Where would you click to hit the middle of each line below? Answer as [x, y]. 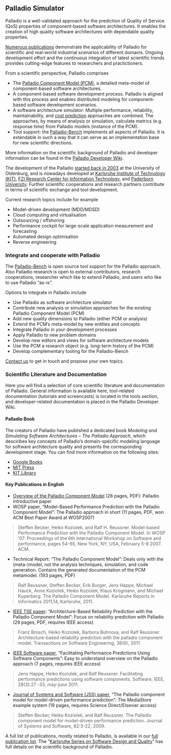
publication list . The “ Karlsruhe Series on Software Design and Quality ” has [84, 741]
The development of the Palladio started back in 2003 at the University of [82, 168]
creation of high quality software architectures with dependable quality [80, 31]
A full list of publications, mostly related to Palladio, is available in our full [82, 736]
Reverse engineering [34, 242]
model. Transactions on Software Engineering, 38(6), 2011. [79, 643]
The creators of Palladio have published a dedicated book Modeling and [81, 430]
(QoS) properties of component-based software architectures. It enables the [86, 26]
